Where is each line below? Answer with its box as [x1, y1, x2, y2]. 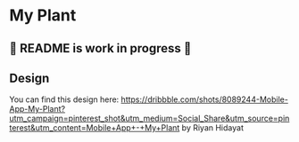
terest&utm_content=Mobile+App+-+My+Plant [9, 122, 180, 133]
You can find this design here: [9, 94, 120, 105]
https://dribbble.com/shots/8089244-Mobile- [120, 94, 288, 105]
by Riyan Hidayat [181, 122, 244, 133]
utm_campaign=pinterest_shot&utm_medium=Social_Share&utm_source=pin [9, 113, 290, 124]
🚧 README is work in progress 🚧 [9, 41, 192, 56]
